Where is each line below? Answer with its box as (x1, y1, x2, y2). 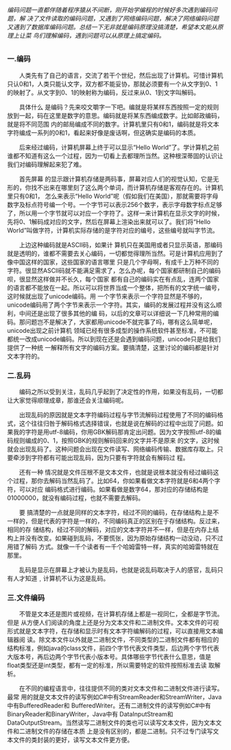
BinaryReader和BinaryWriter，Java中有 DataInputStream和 (7, 710, 173, 718)
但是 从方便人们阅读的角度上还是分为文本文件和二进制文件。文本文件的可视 (7, 618, 219, 627)
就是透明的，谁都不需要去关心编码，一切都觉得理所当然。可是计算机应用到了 (7, 249, 223, 258)
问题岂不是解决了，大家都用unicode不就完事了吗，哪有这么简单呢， (25, 318, 217, 326)
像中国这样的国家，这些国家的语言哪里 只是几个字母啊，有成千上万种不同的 (7, 258, 219, 266)
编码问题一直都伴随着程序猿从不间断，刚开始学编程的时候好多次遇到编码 (7, 5, 211, 14)
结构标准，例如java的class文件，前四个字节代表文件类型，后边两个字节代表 (7, 644, 219, 653)
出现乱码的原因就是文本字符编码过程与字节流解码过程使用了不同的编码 (19, 410, 217, 418)
